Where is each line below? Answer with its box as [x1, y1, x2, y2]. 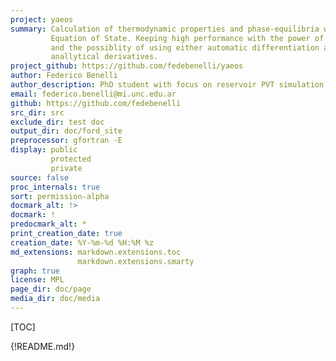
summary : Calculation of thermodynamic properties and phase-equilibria [10, 24, 320, 34]
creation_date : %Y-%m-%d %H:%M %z [10, 237, 155, 248]
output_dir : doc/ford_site [10, 126, 123, 136]
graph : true [10, 266, 60, 276]
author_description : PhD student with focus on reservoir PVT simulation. [10, 80, 329, 90]
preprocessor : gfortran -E [10, 136, 123, 146]
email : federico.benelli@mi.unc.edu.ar [10, 89, 177, 99]
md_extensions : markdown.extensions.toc [10, 247, 182, 257]
